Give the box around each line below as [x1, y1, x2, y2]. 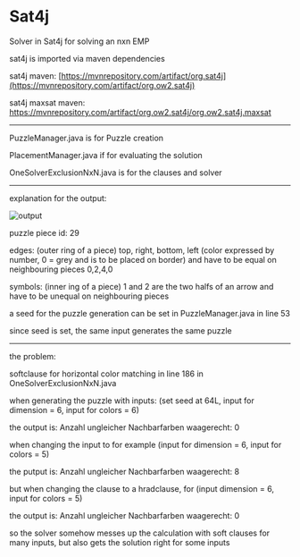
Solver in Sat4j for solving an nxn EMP [9, 36, 150, 46]
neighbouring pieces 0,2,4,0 [9, 264, 113, 274]
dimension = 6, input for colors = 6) [9, 404, 140, 415]
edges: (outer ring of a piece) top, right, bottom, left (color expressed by [9, 244, 275, 256]
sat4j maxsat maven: [9, 97, 86, 108]
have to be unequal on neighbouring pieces [9, 291, 170, 301]
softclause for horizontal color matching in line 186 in [9, 368, 204, 379]
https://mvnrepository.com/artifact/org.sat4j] [61, 70, 227, 81]
